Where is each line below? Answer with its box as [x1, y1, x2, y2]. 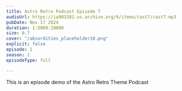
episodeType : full [6, 57, 51, 63]
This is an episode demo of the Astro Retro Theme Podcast [6, 78, 149, 85]
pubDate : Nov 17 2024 [6, 19, 59, 25]
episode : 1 [6, 47, 33, 52]
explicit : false [6, 41, 46, 47]
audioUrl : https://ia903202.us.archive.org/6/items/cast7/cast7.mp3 [6, 14, 177, 20]
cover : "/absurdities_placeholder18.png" [6, 36, 109, 41]
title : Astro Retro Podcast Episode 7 [6, 8, 101, 15]
